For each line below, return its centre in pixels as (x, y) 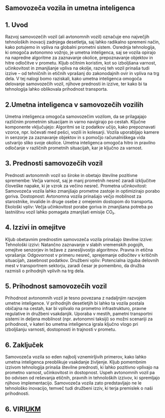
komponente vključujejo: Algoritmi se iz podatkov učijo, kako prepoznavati (80, 127)
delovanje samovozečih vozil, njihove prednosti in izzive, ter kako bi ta (76, 84)
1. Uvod (17, 25)
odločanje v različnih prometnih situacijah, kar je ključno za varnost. (74, 148)
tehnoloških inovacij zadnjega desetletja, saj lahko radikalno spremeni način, (82, 42)
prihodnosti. (17, 393)
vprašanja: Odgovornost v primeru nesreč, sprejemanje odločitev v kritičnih (82, 255)
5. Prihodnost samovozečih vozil (56, 286)
